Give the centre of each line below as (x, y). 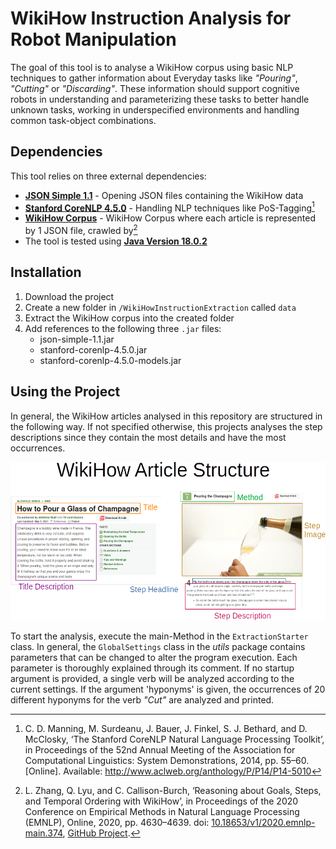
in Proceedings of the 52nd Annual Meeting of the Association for (160, 750)
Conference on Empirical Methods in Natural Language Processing (162, 812)
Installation (46, 272)
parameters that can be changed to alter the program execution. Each (154, 658)
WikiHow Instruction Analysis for (151, 18)
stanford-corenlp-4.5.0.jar (93, 349)
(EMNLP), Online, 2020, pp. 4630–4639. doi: (117, 823)
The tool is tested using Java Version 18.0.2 (116, 241)
